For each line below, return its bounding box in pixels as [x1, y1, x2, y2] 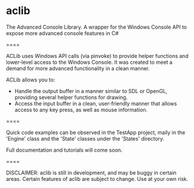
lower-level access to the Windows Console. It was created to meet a [6, 59, 173, 66]
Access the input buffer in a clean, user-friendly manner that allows [14, 100, 177, 107]
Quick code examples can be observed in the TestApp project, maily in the [6, 129, 186, 136]
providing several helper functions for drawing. [14, 94, 128, 101]
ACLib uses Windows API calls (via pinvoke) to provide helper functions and [6, 52, 189, 59]
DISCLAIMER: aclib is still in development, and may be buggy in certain [6, 169, 177, 176]
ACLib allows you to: [6, 76, 56, 83]
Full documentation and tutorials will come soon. [6, 146, 123, 153]
